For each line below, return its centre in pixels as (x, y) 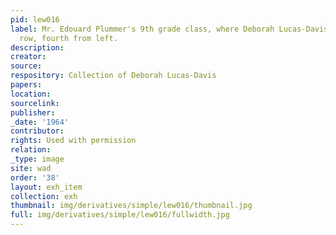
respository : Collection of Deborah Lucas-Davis (113, 76)
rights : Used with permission (73, 141)
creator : (28, 57)
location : (31, 94)
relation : (31, 150)
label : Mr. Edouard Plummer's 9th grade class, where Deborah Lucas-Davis (169, 29)
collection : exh (44, 196)
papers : (26, 85)
